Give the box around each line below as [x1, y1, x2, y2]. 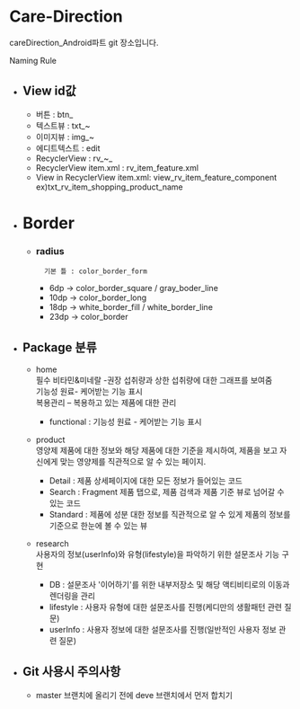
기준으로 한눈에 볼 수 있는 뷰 [49, 520, 148, 531]
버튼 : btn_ [35, 109, 74, 120]
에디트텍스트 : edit [35, 142, 101, 154]
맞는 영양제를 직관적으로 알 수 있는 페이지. [59, 456, 207, 467]
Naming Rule [9, 55, 57, 66]
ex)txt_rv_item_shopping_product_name [35, 182, 184, 192]
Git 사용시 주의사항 [22, 664, 121, 679]
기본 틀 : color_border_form [43, 267, 148, 276]
